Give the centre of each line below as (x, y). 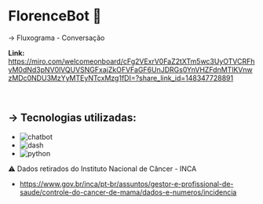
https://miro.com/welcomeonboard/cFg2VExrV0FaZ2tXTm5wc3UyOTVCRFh (131, 61)
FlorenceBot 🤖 (55, 16)
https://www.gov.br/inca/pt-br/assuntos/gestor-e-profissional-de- (126, 184)
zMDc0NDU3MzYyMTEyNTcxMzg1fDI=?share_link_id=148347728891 (121, 78)
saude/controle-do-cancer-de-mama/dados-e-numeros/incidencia (128, 192)
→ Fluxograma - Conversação (57, 38)
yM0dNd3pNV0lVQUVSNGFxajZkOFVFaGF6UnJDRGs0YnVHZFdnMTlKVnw (130, 69)
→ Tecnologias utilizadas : (72, 118)
